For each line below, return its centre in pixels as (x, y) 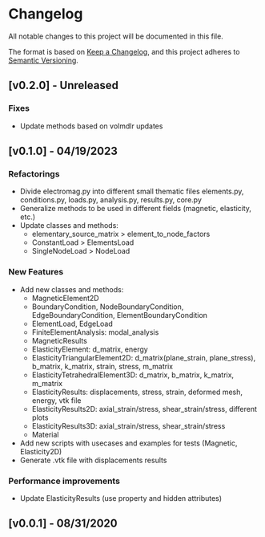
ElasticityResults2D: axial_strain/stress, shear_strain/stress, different (145, 409)
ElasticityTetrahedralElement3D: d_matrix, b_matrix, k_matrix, (133, 375)
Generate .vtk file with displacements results (93, 460)
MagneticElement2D (65, 298)
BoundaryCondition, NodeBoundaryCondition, (108, 307)
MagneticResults (60, 340)
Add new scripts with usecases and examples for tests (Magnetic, (128, 443)
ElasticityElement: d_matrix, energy (90, 349)
